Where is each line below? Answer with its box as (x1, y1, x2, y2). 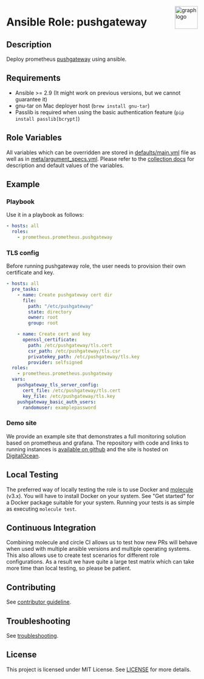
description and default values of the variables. (6, 162, 124, 169)
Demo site (6, 419, 37, 428)
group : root (28, 320, 59, 326)
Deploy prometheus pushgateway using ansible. (6, 55, 127, 63)
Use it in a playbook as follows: (6, 211, 84, 219)
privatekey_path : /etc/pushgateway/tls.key (28, 353, 140, 360)
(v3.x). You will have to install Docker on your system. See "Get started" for (6, 492, 194, 499)
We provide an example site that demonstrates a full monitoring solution (6, 432, 186, 440)
